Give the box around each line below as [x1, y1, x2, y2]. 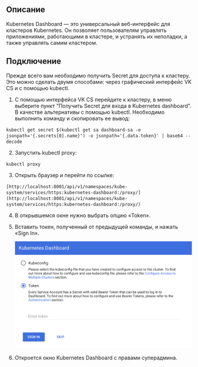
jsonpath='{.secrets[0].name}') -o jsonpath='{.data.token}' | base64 [6, 133, 183, 139]
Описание [6, 5, 45, 15]
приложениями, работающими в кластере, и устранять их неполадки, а [6, 32, 187, 40]
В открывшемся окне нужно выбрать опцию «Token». [14, 212, 151, 219]
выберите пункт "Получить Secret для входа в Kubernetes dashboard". [14, 102, 192, 109]
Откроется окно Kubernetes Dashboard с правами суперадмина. [14, 354, 178, 362]
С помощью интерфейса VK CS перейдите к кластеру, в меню [14, 96, 172, 103]
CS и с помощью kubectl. [6, 84, 70, 91]
